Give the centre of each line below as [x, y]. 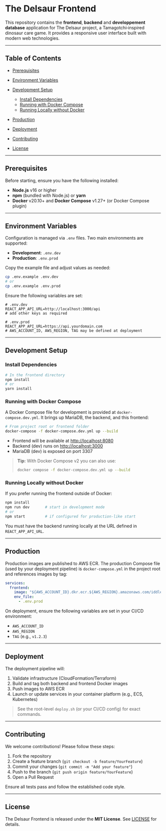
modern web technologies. [32, 38]
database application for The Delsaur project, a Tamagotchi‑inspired [75, 27]
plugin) [20, 206]
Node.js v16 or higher [34, 190]
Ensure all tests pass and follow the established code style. [65, 786]
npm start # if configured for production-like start [70, 516]
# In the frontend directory [35, 375]
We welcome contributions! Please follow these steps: [60, 746]
